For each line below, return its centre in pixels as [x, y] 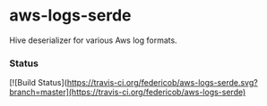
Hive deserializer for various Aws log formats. [93, 40]
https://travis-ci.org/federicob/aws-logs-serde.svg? [162, 83]
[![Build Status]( [38, 83]
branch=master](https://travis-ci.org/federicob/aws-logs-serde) [128, 92]
